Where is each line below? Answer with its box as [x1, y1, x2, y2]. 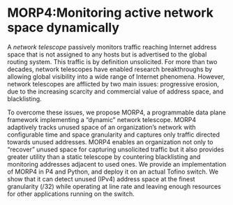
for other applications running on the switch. [7, 190, 135, 198]
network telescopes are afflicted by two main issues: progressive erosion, [7, 79, 220, 88]
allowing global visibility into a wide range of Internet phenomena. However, [7, 72, 225, 81]
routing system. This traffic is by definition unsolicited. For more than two [7, 57, 218, 66]
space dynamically [7, 20, 120, 36]
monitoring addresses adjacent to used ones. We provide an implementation [7, 160, 227, 168]
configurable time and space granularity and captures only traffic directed [7, 130, 220, 139]
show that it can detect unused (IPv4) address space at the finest [7, 174, 195, 183]
